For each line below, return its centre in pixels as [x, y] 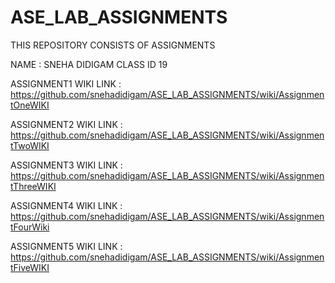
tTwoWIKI [30, 145]
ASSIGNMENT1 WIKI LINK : [66, 83]
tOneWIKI [30, 105]
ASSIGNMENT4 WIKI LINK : [66, 205]
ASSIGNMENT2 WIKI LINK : [66, 124]
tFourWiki [30, 227]
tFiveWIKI [30, 267]
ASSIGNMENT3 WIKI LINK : [66, 165]
